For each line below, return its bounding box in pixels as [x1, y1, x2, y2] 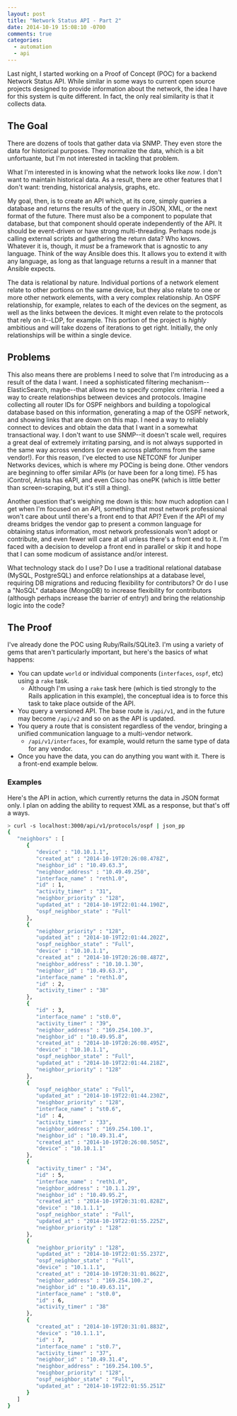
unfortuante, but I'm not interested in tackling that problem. [7, 154, 180, 162]
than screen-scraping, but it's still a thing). [7, 483, 131, 491]
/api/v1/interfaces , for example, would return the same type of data [28, 737, 230, 745]
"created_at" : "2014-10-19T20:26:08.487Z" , [35, 954, 170, 961]
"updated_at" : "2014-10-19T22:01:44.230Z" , [35, 1093, 170, 1100]
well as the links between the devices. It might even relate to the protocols [7, 308, 224, 316]
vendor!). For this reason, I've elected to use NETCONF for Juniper [7, 453, 202, 462]
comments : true [7, 30, 52, 38]
